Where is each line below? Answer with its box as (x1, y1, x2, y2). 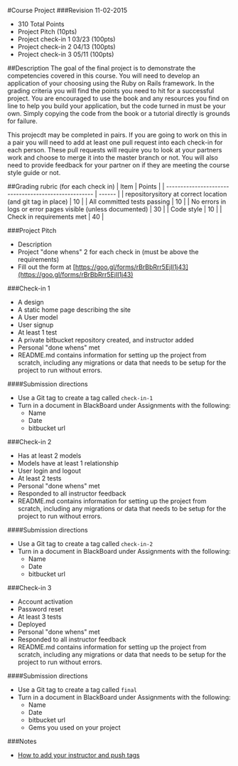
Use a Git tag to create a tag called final (17, 686, 137, 693)
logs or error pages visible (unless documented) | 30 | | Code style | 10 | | (7, 205, 222, 213)
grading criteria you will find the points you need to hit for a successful (7, 87, 215, 95)
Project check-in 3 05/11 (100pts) (17, 50, 114, 58)
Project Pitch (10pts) (17, 28, 77, 36)
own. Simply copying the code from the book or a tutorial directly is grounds (7, 110, 231, 117)
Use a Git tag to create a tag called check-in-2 (17, 540, 153, 547)
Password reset (17, 605, 64, 613)
